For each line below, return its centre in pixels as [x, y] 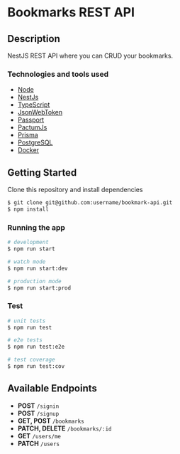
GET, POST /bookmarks [51, 421]
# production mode [34, 281]
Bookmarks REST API [71, 12]
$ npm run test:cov [36, 366]
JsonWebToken [40, 112]
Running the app [36, 227]
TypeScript [34, 105]
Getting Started [42, 173]
